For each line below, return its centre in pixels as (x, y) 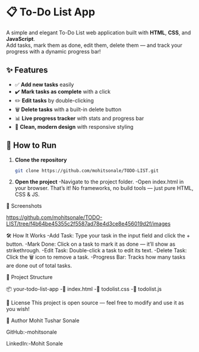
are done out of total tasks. (39, 266)
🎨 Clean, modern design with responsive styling (74, 126)
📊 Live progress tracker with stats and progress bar (79, 118)
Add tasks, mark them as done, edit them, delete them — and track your (94, 45)
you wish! (18, 309)
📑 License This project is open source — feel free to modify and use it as (95, 303)
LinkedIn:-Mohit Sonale (35, 344)
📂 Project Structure (29, 277)
